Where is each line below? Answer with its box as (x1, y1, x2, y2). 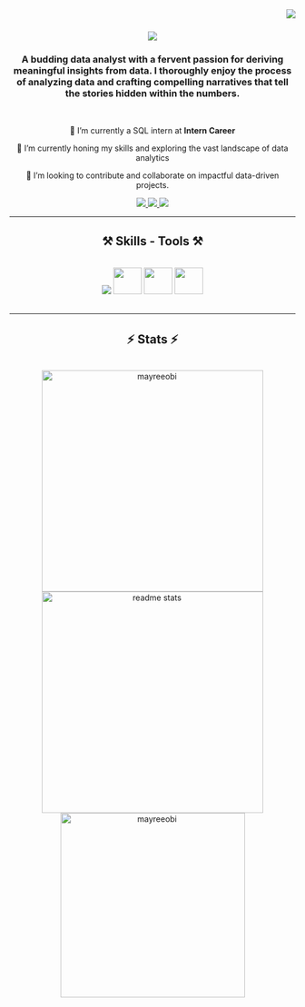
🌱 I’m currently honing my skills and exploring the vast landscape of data (16, 143, 289, 153)
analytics (135, 153, 170, 163)
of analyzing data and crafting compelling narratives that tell (16, 76, 289, 89)
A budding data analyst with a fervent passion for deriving (21, 54, 284, 66)
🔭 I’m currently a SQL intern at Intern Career (69, 125, 236, 136)
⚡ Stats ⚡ (126, 331, 179, 347)
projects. (135, 180, 170, 191)
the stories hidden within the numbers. (64, 87, 241, 100)
